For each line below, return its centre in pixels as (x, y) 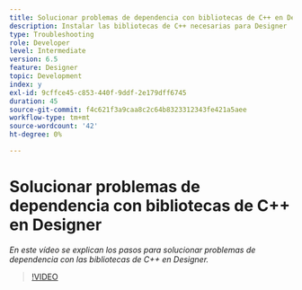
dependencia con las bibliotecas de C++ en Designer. (109, 259)
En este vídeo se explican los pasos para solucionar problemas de (133, 250)
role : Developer (40, 43)
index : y (26, 84)
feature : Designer (44, 68)
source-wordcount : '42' (54, 127)
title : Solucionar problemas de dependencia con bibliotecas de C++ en (146, 18)
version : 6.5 (34, 59)
